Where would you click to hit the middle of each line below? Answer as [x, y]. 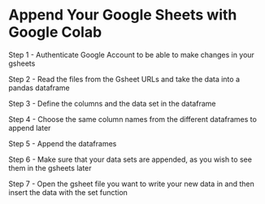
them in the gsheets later [50, 167]
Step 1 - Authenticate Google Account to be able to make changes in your [131, 54]
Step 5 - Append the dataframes [63, 143]
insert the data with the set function [68, 192]
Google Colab [55, 32]
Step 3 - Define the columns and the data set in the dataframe [112, 103]
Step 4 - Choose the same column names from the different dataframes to [133, 119]
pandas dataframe [39, 88]
